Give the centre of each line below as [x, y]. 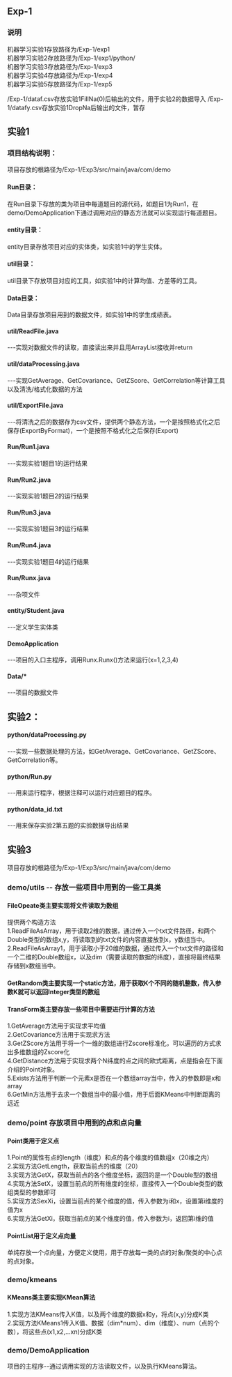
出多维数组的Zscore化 [39, 1052]
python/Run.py [30, 776]
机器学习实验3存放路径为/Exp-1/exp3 [60, 66]
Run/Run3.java [29, 512]
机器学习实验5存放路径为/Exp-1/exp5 [60, 84]
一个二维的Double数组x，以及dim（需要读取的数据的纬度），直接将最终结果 [114, 957]
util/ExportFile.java [35, 405]
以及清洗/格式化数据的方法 [45, 389]
